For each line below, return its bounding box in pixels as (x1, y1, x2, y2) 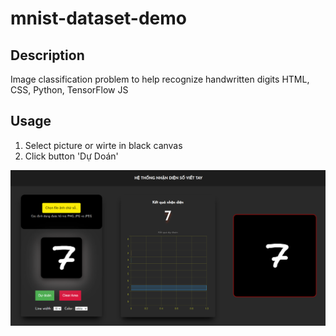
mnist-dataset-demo (10, 7, 187, 30)
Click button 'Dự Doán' (24, 150, 119, 162)
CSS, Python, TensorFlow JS (10, 84, 129, 96)
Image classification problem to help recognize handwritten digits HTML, (10, 73, 310, 85)
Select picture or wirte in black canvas (24, 139, 183, 151)
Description (10, 47, 85, 64)
